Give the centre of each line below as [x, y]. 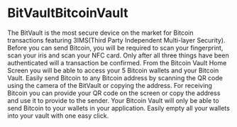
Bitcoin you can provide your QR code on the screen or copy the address [114, 93]
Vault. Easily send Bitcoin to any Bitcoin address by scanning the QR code [115, 78]
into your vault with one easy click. [58, 116]
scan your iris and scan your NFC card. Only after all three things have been [118, 55]
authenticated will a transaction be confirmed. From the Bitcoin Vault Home [117, 62]
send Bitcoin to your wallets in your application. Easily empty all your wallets [119, 108]
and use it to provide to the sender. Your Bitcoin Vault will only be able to [113, 100]
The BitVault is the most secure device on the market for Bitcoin [100, 33]
